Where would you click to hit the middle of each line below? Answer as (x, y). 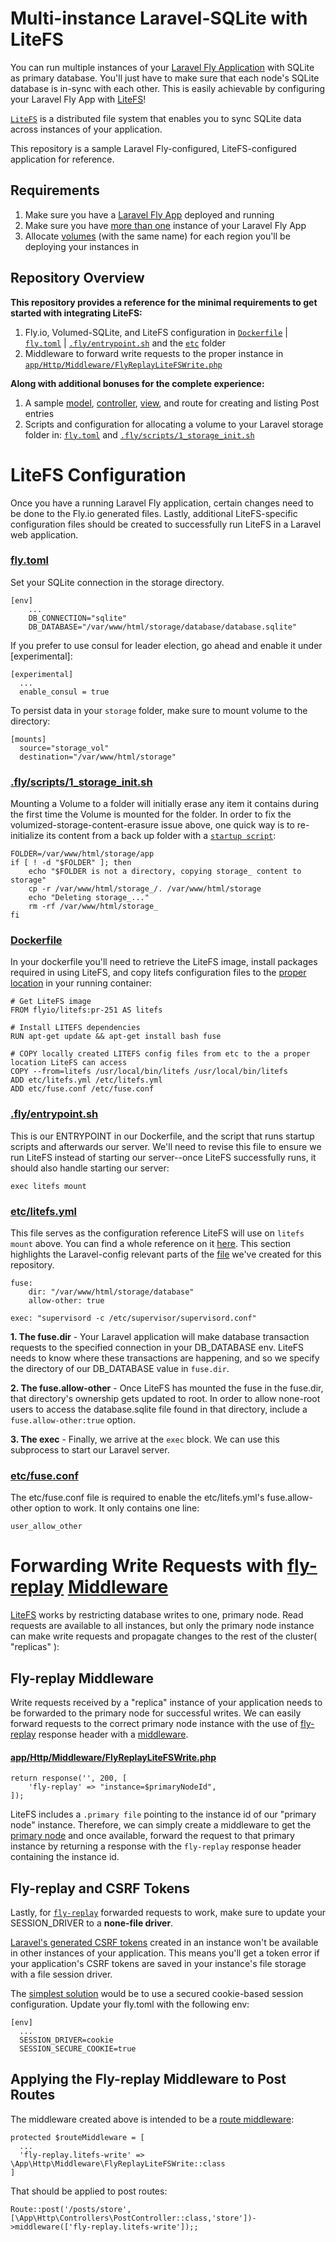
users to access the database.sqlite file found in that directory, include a (159, 1409)
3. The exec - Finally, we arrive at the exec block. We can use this (145, 1439)
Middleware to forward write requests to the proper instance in (154, 353)
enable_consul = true (64, 692)
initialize (27, 836)
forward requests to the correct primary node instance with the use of (154, 1724)
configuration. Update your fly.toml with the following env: (130, 2004)
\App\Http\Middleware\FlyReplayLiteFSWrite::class (118, 2163)
